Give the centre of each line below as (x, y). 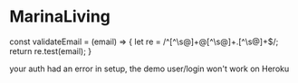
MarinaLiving (60, 17)
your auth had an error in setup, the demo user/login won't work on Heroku (149, 69)
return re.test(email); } (51, 51)
